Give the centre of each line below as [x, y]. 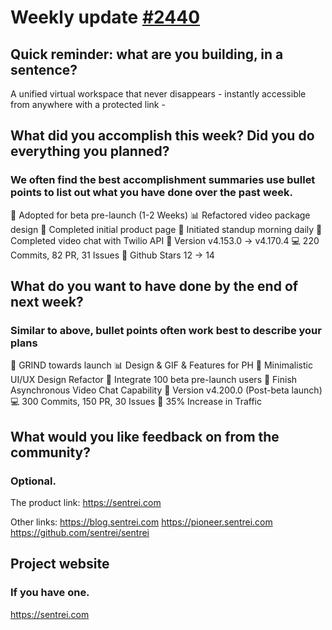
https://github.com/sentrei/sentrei [80, 533]
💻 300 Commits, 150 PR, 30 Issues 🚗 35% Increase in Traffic [136, 402]
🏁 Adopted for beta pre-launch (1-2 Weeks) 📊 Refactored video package [160, 215]
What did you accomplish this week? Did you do [162, 136]
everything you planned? [90, 151]
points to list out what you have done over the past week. [151, 193]
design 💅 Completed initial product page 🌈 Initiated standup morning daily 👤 [166, 229]
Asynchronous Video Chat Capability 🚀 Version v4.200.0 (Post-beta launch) [166, 390]
